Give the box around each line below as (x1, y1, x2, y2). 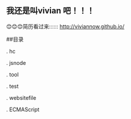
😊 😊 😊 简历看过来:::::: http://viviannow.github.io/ (6, 23, 125, 30)
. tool (6, 71, 19, 78)
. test (6, 82, 19, 90)
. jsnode (6, 59, 26, 66)
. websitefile (6, 94, 37, 101)
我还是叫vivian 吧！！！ (6, 5, 95, 16)
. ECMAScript (6, 106, 40, 113)
